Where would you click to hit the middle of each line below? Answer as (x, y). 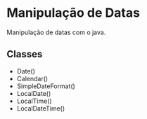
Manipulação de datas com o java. (56, 32)
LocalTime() (34, 101)
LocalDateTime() (41, 108)
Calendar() (32, 78)
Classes (25, 54)
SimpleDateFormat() (46, 86)
